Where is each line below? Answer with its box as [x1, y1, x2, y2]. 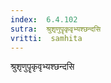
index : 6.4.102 [10, 14, 78, 25]
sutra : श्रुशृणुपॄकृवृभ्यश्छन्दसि [10, 24, 102, 34]
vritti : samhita [10, 33, 83, 43]
